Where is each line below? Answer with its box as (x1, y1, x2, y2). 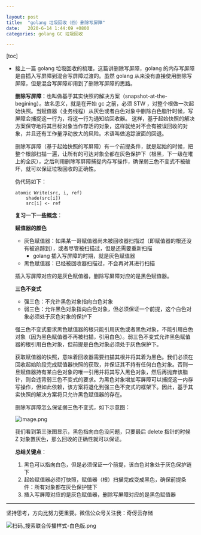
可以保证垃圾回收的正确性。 (31, 166, 99, 173)
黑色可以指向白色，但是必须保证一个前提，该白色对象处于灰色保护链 (23, 461, 192, 468)
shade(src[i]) (26, 196, 61, 202)
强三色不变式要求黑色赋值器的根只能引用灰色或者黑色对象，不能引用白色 (14, 326, 193, 333)
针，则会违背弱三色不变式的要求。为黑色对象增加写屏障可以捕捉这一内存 (14, 376, 193, 383)
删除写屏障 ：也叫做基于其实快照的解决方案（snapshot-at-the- (14, 92, 167, 100)
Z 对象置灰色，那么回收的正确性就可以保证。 (14, 435, 125, 443)
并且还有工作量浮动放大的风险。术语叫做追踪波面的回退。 (25, 130, 167, 137)
